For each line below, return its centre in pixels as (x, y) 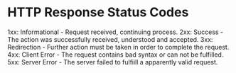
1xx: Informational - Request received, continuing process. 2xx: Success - (116, 32)
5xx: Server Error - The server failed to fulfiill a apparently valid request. (113, 62)
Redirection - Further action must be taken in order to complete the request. (118, 47)
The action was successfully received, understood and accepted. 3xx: (110, 39)
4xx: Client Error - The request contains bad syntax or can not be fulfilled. (116, 55)
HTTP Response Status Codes (98, 12)
